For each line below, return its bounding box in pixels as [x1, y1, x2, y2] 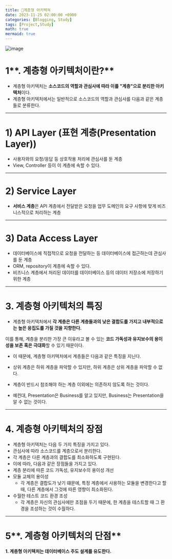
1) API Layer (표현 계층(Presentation [5, 127, 156, 139]
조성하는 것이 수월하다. [30, 505, 75, 511]
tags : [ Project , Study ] [5, 22, 54, 27]
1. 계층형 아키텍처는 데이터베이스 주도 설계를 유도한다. [5, 548, 112, 554]
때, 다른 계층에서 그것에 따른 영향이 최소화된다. [20, 486, 114, 492]
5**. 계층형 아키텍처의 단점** [5, 530, 122, 542]
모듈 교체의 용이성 [12, 473, 49, 479]
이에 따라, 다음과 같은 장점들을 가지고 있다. [12, 460, 98, 467]
